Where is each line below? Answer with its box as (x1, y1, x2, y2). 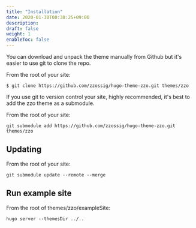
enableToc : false (6, 37, 50, 43)
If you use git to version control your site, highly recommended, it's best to (6, 94, 190, 100)
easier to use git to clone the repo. (6, 59, 91, 67)
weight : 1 (6, 31, 31, 37)
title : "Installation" (6, 8, 63, 15)
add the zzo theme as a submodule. (6, 100, 95, 107)
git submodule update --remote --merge (6, 172, 106, 178)
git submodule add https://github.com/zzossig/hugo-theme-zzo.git (6, 123, 176, 129)
